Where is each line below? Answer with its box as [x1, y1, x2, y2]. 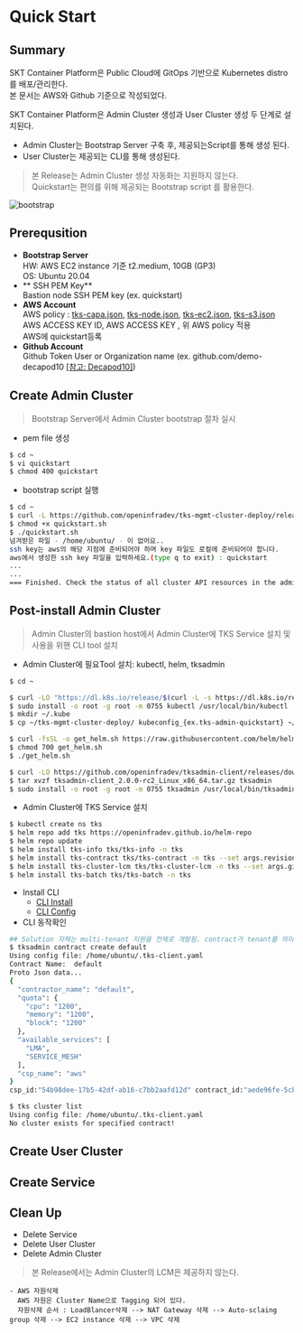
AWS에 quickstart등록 [22, 331, 102, 341]
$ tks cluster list [9, 1102, 83, 1112]
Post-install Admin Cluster [9, 603, 161, 619]
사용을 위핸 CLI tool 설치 [31, 639, 119, 650]
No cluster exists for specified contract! [9, 1118, 176, 1128]
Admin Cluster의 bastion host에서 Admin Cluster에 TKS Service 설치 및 [31, 628, 291, 639]
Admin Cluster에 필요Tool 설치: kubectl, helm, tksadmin [22, 658, 225, 669]
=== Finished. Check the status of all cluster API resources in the [9, 578, 277, 588]
